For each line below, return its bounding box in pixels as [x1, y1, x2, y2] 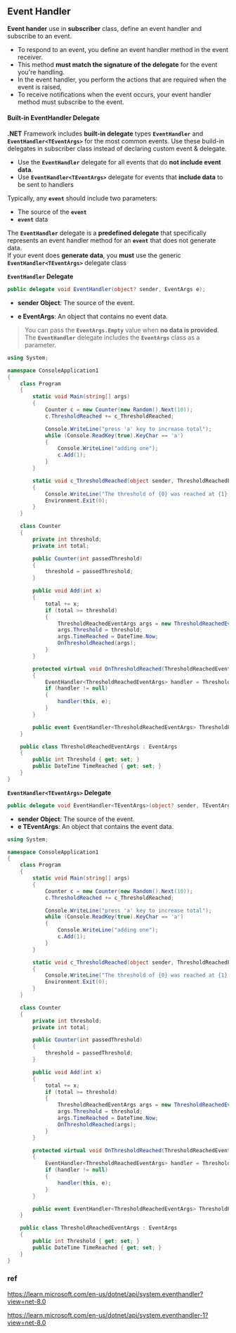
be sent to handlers [17, 181, 74, 189]
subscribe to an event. [7, 32, 72, 40]
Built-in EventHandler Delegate [7, 114, 100, 122]
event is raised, [17, 82, 62, 91]
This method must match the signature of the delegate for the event [17, 60, 218, 69]
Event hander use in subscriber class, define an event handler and [7, 24, 202, 32]
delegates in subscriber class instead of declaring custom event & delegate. [7, 144, 227, 153]
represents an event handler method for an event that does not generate [7, 236, 216, 245]
